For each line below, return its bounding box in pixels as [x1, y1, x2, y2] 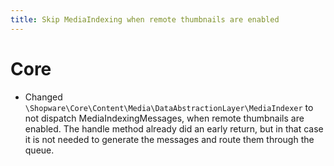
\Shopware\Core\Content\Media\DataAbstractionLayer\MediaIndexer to [24, 101, 314, 113]
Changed [24, 91, 63, 103]
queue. [24, 144, 55, 156]
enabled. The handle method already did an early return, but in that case [24, 122, 324, 135]
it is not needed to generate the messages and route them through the [24, 133, 315, 145]
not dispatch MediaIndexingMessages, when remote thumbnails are [24, 112, 305, 124]
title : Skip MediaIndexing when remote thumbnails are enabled [10, 14, 280, 25]
